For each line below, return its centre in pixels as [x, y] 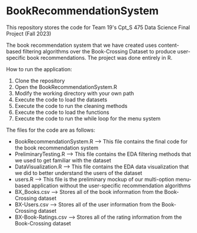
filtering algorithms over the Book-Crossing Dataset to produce [99, 51]
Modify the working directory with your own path [74, 93]
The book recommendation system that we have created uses [82, 45]
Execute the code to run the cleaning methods [71, 106]
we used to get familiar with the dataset [63, 160]
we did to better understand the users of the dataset [78, 173]
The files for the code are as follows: [51, 130]
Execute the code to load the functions [62, 112]
